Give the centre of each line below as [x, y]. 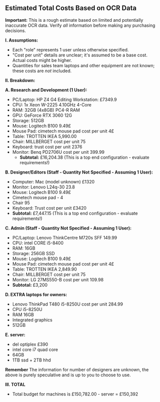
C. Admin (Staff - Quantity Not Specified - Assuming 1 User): [68, 228]
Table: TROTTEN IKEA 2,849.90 [44, 269]
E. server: [15, 335]
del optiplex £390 [30, 344]
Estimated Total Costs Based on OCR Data [71, 8]
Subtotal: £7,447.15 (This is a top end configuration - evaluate [75, 213]
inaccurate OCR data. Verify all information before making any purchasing [80, 25]
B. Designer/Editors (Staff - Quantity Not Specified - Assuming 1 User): [79, 172]
